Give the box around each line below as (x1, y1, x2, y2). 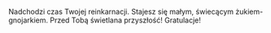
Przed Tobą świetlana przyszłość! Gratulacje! (50, 15, 201, 25)
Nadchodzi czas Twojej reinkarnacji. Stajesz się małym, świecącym (8, 7, 234, 16)
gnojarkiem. (8, 15, 49, 25)
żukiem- (235, 7, 264, 16)
